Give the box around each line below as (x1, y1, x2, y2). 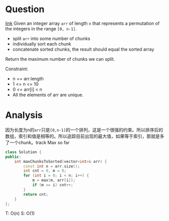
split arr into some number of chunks (12, 35, 91, 41)
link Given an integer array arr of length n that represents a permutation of (5, 20, 160, 26)
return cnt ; (23, 192, 49, 197)
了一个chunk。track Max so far (5, 139, 70, 145)
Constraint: (5, 66, 29, 72)
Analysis (5, 110, 43, 121)
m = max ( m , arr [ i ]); (32, 178, 76, 183)
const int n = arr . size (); (23, 163, 80, 169)
